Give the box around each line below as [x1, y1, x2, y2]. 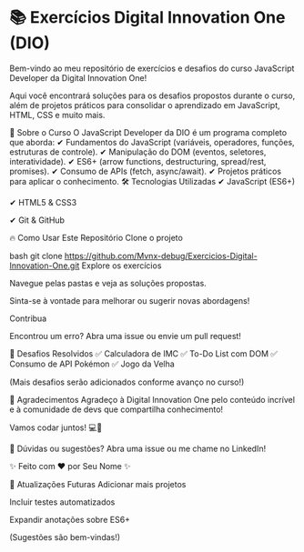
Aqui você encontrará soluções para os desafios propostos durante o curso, [9, 90, 296, 101]
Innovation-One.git [9, 260, 80, 271]
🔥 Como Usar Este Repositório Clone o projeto [9, 232, 184, 243]
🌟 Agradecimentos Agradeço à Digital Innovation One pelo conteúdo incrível [9, 394, 296, 405]
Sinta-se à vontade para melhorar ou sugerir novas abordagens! [9, 295, 250, 306]
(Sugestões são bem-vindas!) [9, 531, 121, 542]
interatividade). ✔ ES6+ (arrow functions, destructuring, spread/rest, [9, 156, 267, 166]
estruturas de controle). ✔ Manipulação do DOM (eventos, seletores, [9, 146, 267, 157]
